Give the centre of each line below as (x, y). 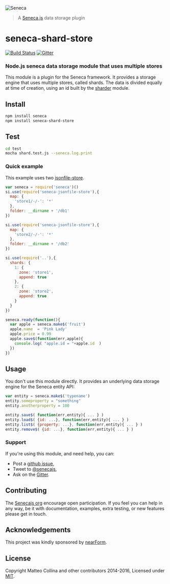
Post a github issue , (33, 464)
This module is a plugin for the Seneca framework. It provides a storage (81, 77)
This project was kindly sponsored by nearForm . (56, 542)
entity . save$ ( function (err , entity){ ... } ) (54, 415)
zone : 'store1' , (36, 272)
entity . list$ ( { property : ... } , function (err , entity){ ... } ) (74, 425)
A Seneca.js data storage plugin (51, 18)
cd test (14, 149)
